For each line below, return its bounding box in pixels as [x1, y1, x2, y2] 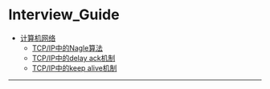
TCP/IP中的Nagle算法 [31, 42, 103, 53]
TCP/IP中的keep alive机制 [31, 63, 117, 73]
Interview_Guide [8, 6, 120, 24]
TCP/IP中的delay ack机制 [31, 53, 116, 63]
